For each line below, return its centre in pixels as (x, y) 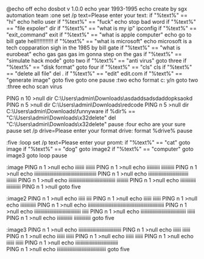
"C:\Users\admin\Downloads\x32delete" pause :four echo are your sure (96, 124)
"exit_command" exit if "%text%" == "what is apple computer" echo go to (99, 35)
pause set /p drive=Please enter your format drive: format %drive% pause (100, 131)
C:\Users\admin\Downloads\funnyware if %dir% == (71, 111)
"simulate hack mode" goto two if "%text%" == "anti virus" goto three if (97, 61)
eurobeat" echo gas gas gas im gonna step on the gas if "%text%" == (94, 54)
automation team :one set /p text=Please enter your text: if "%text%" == (97, 15)
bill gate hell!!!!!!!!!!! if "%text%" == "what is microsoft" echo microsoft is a (99, 41)
